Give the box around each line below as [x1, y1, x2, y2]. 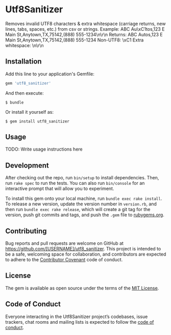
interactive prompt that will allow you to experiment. [5, 185, 114, 192]
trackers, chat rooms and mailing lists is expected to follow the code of [5, 319, 154, 325]
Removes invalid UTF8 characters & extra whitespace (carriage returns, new [5, 20, 166, 27]
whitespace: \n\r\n [5, 42, 44, 48]
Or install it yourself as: [5, 109, 54, 115]
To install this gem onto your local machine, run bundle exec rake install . [5, 196, 162, 202]
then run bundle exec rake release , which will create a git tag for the [5, 206, 151, 213]
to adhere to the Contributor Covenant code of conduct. [5, 257, 123, 263]
